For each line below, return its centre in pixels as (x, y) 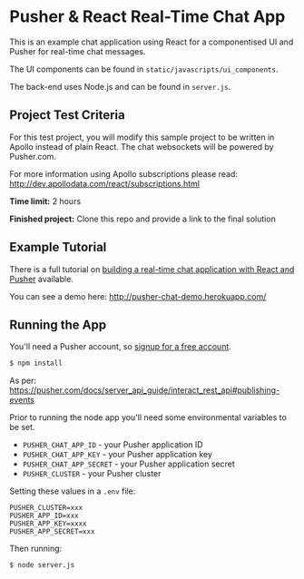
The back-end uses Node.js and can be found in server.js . (120, 86)
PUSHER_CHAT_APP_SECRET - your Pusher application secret (129, 464)
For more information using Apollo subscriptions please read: (124, 173)
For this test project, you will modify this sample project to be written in (142, 137)
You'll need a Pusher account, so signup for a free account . (120, 347)
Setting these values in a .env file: (73, 491)
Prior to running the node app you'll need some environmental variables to (148, 417)
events (22, 400)
